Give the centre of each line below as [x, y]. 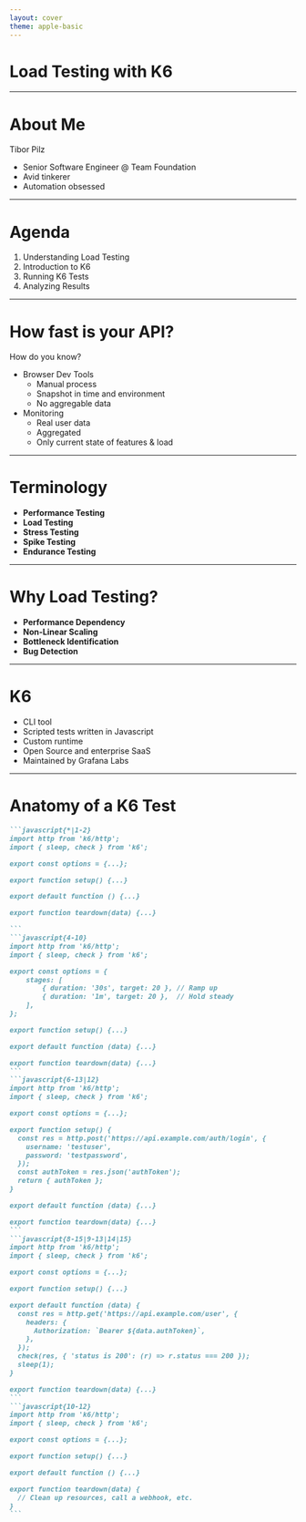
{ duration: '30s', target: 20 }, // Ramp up [130, 988]
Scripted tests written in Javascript [88, 732]
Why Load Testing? [84, 597]
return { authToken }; [61, 1181]
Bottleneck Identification [71, 642]
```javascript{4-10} [49, 938]
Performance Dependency [74, 622]
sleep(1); [36, 1364]
